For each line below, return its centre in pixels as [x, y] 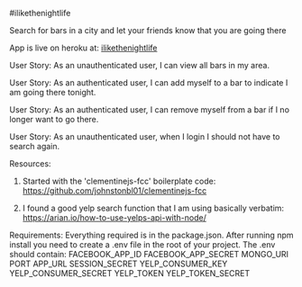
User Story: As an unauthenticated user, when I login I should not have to [145, 137]
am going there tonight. [53, 92]
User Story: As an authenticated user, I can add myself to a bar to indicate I [149, 83]
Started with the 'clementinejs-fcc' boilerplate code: [119, 181]
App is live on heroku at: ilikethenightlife [83, 48]
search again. [35, 146]
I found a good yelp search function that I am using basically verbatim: [153, 208]
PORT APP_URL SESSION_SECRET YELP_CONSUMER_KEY [119, 264]
